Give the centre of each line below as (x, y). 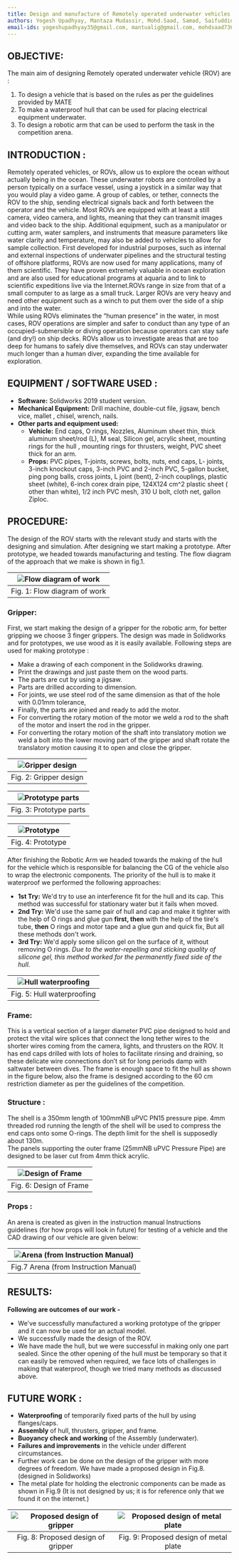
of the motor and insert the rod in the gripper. (84, 724)
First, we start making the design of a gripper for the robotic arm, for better (117, 628)
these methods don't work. (57, 934)
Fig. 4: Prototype (39, 842)
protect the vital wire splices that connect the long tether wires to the (108, 1039)
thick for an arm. (52, 454)
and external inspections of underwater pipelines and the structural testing (117, 255)
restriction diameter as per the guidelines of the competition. (96, 1084)
